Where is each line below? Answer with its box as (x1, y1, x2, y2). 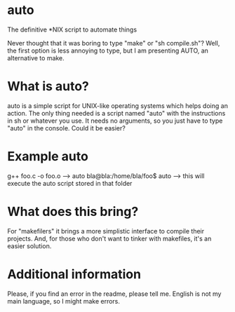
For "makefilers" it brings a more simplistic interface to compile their (7, 226, 205, 235)
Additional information (7, 266, 142, 282)
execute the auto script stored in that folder (7, 179, 133, 187)
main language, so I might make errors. (7, 297, 121, 305)
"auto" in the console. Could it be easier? (7, 123, 126, 132)
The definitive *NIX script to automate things (7, 25, 137, 34)
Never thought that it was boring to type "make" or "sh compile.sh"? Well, (7, 39, 220, 47)
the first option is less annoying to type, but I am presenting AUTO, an (7, 46, 209, 55)
